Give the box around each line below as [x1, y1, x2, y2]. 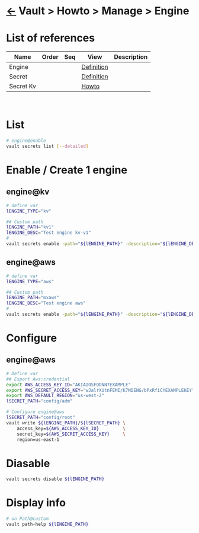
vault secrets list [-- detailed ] [6, 143, 89, 149]
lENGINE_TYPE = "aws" [6, 278, 54, 284]
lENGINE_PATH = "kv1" [6, 224, 54, 230]
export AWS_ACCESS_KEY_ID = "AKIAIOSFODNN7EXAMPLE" [6, 382, 131, 388]
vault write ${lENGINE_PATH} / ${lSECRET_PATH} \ [6, 420, 126, 426]
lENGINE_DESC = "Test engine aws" [6, 300, 86, 306]
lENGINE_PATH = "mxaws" [6, 295, 60, 301]
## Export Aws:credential [6, 376, 70, 382]
